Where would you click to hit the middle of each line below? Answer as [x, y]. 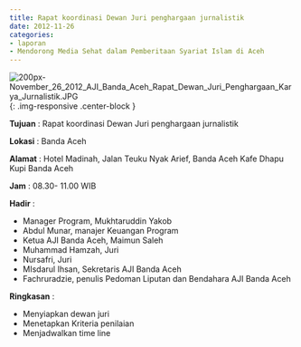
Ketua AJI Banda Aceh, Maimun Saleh [93, 240]
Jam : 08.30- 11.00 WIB [53, 186]
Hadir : [22, 204]
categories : [32, 34]
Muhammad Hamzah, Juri [71, 250]
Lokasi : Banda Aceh [48, 141]
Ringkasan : [32, 296]
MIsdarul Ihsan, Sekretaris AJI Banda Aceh [102, 269]
